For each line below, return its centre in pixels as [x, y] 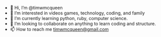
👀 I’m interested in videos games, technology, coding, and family [77, 13]
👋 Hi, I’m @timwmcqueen [36, 8]
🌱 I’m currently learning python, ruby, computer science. [69, 18]
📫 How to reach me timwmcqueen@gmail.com [59, 29]
